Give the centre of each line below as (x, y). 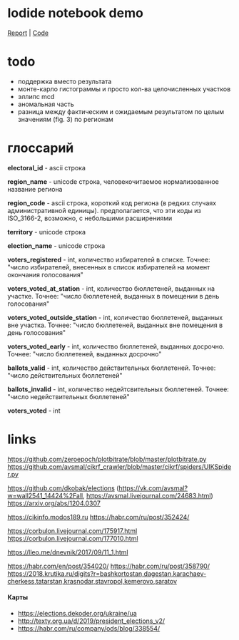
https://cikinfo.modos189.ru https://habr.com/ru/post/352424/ (98, 517)
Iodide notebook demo (76, 13)
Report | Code (28, 33)
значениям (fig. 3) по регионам (66, 119)
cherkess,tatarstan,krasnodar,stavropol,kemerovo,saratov (92, 581)
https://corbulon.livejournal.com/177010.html (73, 538)
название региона (35, 189)
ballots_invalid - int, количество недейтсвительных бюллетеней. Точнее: (118, 389)
